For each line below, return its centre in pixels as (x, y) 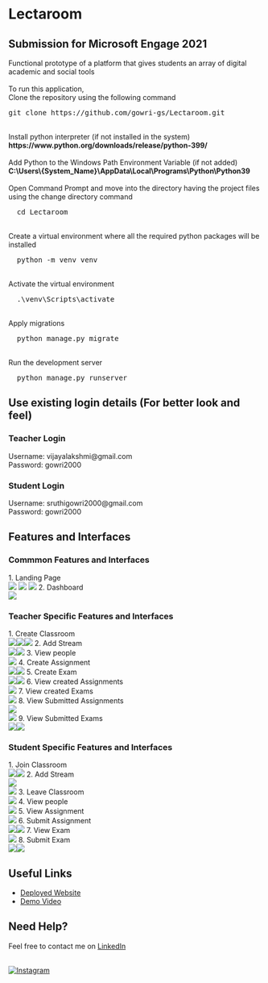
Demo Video (41, 902)
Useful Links (40, 873)
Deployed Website (50, 893)
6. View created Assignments (74, 681)
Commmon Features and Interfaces (79, 560)
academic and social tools (52, 72)
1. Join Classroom (37, 765)
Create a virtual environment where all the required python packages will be (134, 236)
